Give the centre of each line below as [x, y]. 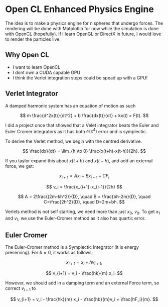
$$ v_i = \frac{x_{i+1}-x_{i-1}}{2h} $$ [84, 187]
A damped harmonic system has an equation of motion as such [70, 106]
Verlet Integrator [32, 94]
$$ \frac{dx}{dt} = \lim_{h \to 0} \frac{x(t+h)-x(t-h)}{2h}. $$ [84, 151]
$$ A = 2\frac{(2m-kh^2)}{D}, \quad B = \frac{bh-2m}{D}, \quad [84, 196]
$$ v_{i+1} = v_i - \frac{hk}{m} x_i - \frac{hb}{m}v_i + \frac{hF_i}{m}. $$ [84, 299]
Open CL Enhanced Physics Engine [79, 9]
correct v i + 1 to [21, 289]
